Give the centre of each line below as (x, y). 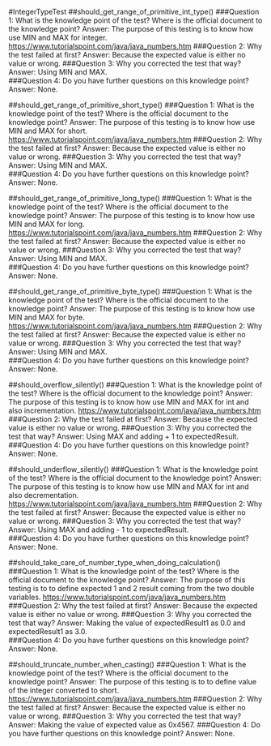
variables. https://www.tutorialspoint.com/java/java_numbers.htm (117, 597)
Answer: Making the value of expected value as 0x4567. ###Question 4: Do (135, 725)
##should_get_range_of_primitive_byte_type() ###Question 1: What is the (130, 292)
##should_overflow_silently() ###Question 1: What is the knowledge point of (135, 385)
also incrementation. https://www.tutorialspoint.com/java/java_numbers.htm (135, 410)
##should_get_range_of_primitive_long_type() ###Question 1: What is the (130, 198)
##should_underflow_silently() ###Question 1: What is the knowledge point (133, 469)
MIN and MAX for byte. (47, 317)
